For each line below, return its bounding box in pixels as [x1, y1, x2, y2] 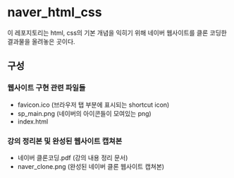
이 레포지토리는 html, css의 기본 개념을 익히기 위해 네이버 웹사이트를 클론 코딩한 [7, 28, 227, 37]
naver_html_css [7, 4, 102, 20]
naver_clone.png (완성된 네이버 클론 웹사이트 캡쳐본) [17, 162, 164, 170]
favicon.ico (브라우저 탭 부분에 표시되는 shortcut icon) [17, 100, 170, 109]
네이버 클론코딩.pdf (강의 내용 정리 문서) [17, 153, 128, 162]
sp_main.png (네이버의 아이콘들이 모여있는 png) [17, 109, 152, 117]
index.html [17, 117, 49, 126]
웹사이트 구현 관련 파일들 [7, 83, 86, 93]
